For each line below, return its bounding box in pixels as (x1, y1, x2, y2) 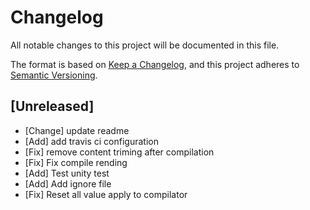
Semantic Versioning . (10, 69, 98, 81)
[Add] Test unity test (24, 167, 110, 179)
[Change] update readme (24, 124, 130, 136)
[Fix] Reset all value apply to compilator (24, 188, 188, 200)
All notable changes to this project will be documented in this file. (10, 39, 280, 51)
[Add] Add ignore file (24, 177, 112, 190)
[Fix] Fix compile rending (24, 156, 128, 168)
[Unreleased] (10, 98, 95, 115)
